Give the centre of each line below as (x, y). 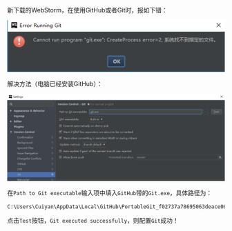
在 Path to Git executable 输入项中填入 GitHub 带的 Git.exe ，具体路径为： (110, 193)
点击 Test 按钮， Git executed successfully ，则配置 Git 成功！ (93, 221)
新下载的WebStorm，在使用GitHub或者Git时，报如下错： (87, 10)
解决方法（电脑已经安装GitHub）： (55, 84)
